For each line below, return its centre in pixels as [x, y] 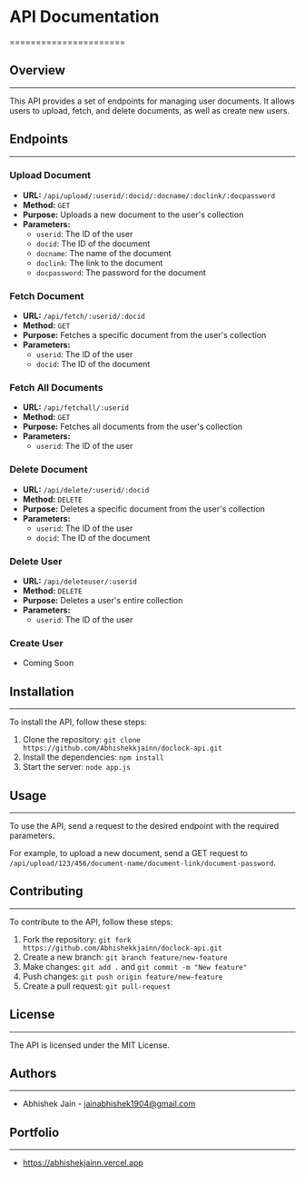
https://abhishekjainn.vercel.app [83, 1163]
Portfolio [34, 1132]
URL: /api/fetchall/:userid [76, 407]
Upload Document [50, 175]
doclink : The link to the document [99, 263]
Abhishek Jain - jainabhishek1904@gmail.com [109, 1104]
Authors [33, 1073]
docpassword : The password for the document [121, 272]
